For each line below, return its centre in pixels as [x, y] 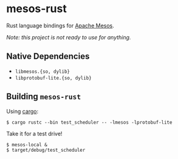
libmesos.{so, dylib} [42, 72]
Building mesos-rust [44, 97]
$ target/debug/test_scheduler [46, 150]
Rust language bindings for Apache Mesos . [60, 25]
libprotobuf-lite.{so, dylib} [53, 78]
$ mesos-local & [27, 144]
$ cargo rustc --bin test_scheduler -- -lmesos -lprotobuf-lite [89, 122]
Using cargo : [22, 111]
